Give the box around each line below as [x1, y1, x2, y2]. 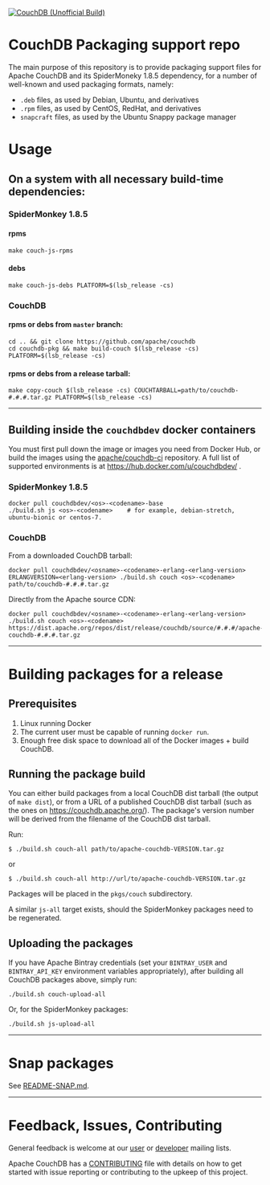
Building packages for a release [8, 665, 223, 683]
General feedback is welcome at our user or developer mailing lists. [8, 1143, 231, 1153]
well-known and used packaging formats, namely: [8, 79, 174, 88]
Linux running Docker [19, 718, 92, 728]
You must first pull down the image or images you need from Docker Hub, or [8, 444, 261, 453]
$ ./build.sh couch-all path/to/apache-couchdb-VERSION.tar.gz [8, 845, 225, 854]
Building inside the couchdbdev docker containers [8, 423, 256, 437]
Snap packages [8, 1054, 114, 1072]
